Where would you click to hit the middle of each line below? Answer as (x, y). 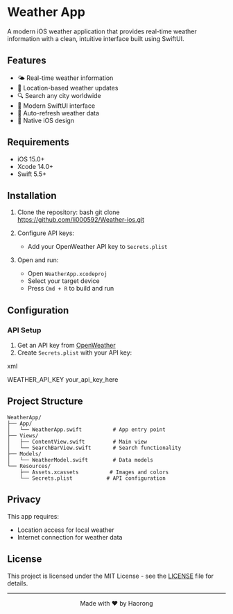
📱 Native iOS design (46, 120)
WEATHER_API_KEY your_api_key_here (63, 380)
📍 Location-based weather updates (68, 88)
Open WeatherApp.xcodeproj (67, 274)
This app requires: (33, 516)
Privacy (24, 500)
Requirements (38, 142)
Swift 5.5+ (32, 174)
